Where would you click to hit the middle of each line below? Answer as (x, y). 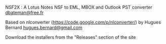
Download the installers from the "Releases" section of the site (71, 37)
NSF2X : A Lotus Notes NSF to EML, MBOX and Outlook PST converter (79, 7)
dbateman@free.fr (25, 12)
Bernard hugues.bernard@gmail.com (44, 27)
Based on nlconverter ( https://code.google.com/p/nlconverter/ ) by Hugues (83, 22)
